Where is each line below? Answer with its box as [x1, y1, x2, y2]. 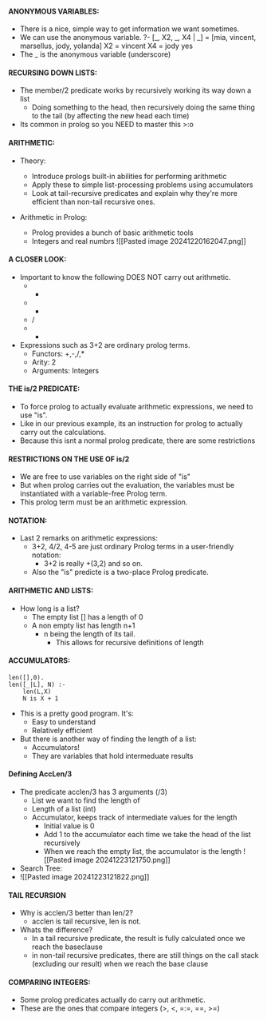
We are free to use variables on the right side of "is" [19, 472, 191, 481]
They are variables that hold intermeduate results [31, 751, 194, 760]
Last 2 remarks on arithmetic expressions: [19, 533, 158, 543]
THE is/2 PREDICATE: [8, 384, 80, 393]
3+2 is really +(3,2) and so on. [43, 559, 143, 568]
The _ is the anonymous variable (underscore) [19, 50, 171, 59]
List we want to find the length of [31, 796, 141, 805]
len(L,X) [22, 688, 52, 696]
